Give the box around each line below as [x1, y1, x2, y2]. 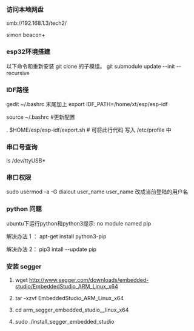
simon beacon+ [6, 32, 45, 39]
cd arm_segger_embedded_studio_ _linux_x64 [15, 306, 129, 313]
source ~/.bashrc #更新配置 [6, 113, 76, 121]
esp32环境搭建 [6, 47, 50, 56]
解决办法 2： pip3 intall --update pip [6, 246, 97, 253]
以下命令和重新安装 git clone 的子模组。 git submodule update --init [6, 62, 175, 70]
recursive [6, 69, 30, 76]
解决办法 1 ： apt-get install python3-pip [6, 232, 107, 240]
